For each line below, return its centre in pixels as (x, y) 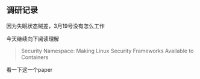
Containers (35, 57)
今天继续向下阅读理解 (33, 39)
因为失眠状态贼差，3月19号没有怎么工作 (56, 26)
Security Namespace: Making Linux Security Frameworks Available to (107, 51)
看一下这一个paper (30, 69)
